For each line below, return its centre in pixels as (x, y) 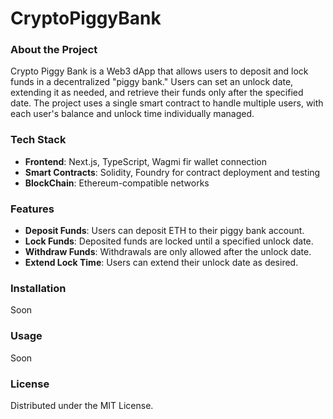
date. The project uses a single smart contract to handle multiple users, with (167, 103)
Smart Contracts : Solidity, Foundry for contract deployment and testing (172, 172)
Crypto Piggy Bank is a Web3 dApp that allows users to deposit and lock (159, 71)
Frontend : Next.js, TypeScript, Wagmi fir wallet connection (146, 161)
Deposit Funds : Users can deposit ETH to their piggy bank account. (164, 231)
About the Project (54, 50)
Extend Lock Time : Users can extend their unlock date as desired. (161, 263)
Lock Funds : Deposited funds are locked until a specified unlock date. (169, 241)
